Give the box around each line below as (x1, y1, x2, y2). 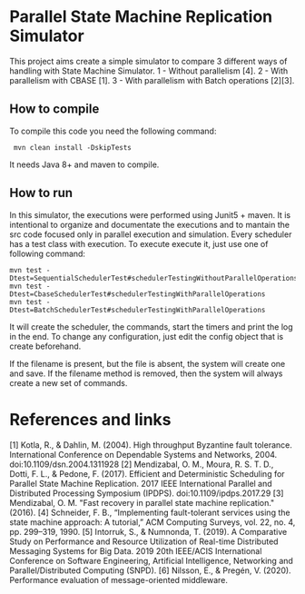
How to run (9, 185, 74, 201)
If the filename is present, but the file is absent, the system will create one (9, 358, 286, 369)
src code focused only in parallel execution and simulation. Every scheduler (9, 229, 292, 240)
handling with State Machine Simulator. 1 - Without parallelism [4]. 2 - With (9, 65, 289, 76)
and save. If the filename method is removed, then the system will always (9, 368, 283, 379)
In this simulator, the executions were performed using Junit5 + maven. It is (9, 209, 291, 220)
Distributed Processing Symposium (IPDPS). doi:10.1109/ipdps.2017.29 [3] (9, 488, 284, 499)
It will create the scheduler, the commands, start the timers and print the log (9, 321, 293, 332)
